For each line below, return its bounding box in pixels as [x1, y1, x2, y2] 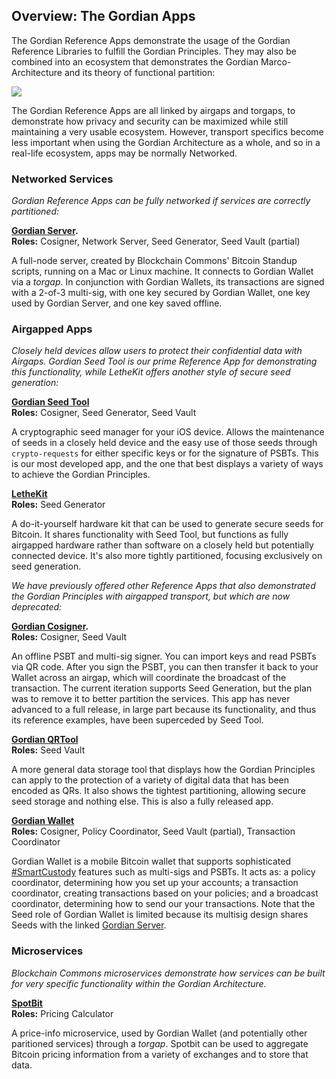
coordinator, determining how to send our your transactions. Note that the [11, 898, 316, 910]
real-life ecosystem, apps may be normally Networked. [11, 147, 238, 159]
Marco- [260, 55, 292, 68]
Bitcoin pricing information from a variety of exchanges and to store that [11, 1048, 309, 1060]
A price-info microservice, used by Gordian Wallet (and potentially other [11, 1027, 308, 1039]
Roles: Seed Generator [11, 499, 106, 511]
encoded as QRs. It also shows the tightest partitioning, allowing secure [11, 785, 307, 797]
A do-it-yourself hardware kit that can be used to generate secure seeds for [11, 518, 324, 530]
